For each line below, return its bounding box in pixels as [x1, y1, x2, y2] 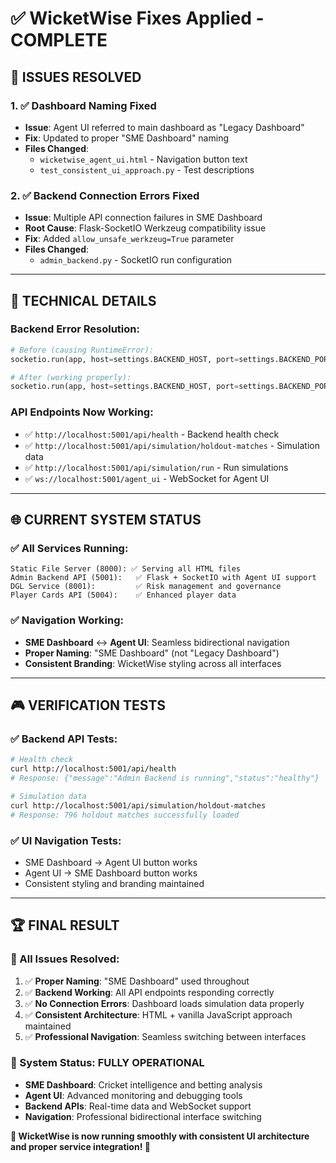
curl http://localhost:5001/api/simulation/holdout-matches [10, 800, 267, 811]
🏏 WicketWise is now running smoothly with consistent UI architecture [10, 1130, 310, 1142]
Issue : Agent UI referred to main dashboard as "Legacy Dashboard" [24, 121, 305, 133]
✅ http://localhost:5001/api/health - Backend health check [24, 428, 280, 440]
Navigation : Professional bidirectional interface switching [24, 1110, 262, 1122]
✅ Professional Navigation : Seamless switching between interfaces [24, 1030, 307, 1042]
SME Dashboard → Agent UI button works [24, 856, 198, 868]
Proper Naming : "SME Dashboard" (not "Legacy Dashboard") [24, 647, 280, 659]
